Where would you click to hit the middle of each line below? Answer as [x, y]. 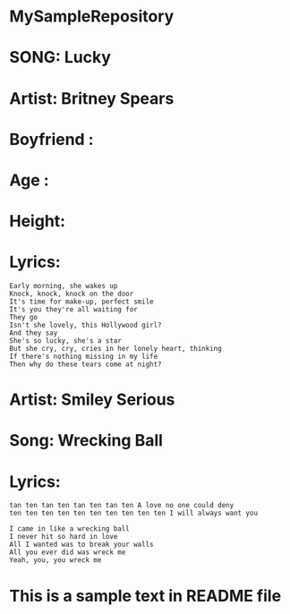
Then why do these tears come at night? [86, 364]
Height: [37, 222]
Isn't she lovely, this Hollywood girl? [86, 325]
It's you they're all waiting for [74, 310]
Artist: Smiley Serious [92, 400]
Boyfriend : [51, 139]
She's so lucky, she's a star [66, 341]
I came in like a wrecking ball [69, 529]
